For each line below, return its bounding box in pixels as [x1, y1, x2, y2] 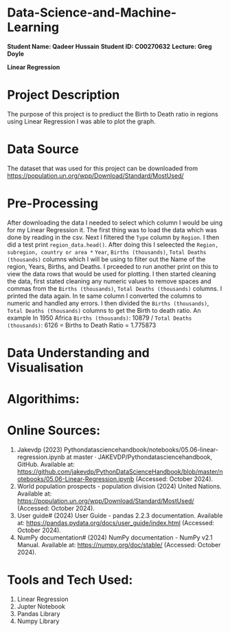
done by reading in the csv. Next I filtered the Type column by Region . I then [7, 233, 220, 241]
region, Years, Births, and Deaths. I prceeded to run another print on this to [7, 262, 218, 270]
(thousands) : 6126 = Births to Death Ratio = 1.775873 [7, 320, 157, 329]
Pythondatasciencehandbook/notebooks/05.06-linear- [64, 446, 218, 454]
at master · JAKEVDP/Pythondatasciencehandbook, [66, 453, 213, 461]
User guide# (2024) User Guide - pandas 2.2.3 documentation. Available [16, 511, 223, 520]
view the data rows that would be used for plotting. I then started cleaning [7, 269, 216, 278]
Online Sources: [7, 422, 101, 438]
